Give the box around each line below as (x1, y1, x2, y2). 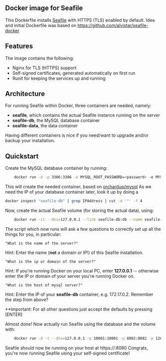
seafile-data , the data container (12, 123, 78, 129)
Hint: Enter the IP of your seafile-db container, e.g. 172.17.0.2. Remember (5, 291, 154, 297)
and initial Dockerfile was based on (5, 22, 77, 28)
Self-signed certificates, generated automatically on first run (12, 70, 136, 76)
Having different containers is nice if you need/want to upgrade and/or (5, 132, 149, 138)
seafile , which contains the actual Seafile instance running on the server (12, 112, 161, 118)
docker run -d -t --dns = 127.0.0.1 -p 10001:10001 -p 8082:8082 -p (14, 336, 154, 341)
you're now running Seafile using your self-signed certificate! (5, 350, 130, 356)
